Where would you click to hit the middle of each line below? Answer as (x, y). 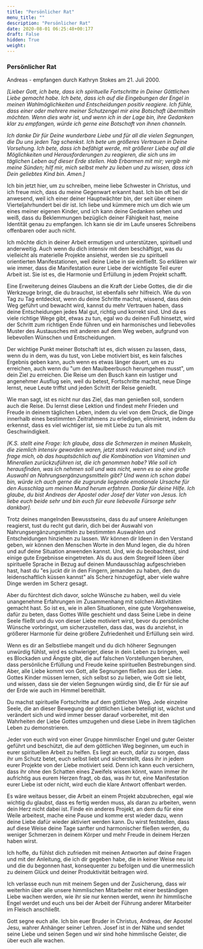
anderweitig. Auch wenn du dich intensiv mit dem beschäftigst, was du (95, 249)
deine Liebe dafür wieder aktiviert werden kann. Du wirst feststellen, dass (98, 822)
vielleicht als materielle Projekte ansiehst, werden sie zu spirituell (87, 255)
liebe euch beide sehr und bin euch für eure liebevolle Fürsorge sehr (92, 501)
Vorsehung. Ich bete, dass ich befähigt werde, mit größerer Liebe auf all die (101, 148)
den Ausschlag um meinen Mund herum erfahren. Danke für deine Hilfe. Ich (101, 488)
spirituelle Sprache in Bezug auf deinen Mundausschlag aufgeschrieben (96, 564)
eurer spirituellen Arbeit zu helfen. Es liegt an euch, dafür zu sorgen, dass (98, 753)
